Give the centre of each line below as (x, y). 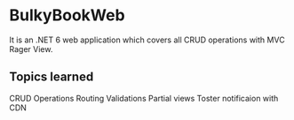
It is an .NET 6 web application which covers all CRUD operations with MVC (147, 40)
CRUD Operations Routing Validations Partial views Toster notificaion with (144, 98)
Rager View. (31, 49)
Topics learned (52, 77)
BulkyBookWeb (68, 15)
